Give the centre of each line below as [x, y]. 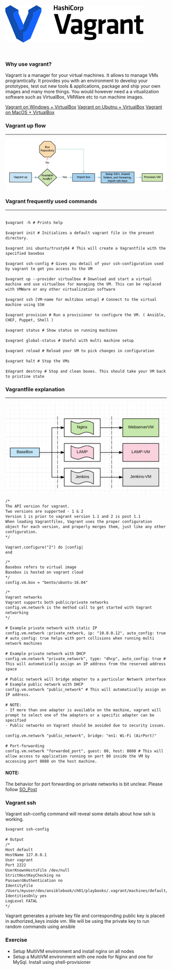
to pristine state [25, 376]
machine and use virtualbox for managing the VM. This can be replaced [83, 284]
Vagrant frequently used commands [51, 201]
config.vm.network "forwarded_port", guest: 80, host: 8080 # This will [84, 751]
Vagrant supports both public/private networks [57, 602]
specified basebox [25, 253]
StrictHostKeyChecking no [33, 876]
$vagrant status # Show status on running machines [61, 330]
